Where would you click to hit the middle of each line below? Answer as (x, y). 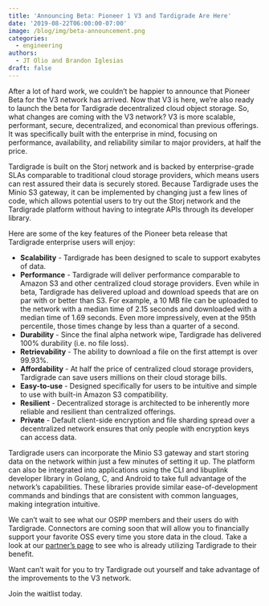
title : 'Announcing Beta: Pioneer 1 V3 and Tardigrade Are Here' (120, 16)
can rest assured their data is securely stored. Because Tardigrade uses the (133, 183)
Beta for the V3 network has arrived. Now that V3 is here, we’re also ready (131, 99)
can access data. (48, 437)
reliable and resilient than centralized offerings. (98, 411)
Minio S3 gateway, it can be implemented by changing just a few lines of (128, 192)
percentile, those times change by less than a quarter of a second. (130, 326)
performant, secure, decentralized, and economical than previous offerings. (134, 125)
